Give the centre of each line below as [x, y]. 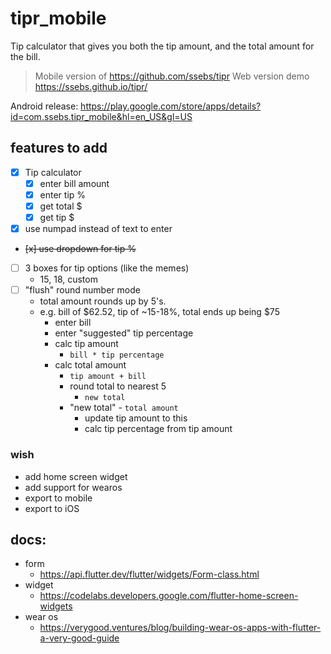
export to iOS [52, 508]
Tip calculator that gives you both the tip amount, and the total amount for [162, 46]
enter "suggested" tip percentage [124, 333]
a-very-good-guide [79, 638]
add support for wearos [73, 487]
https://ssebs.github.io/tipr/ [91, 86]
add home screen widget [76, 476]
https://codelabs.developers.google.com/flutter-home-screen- [169, 596]
